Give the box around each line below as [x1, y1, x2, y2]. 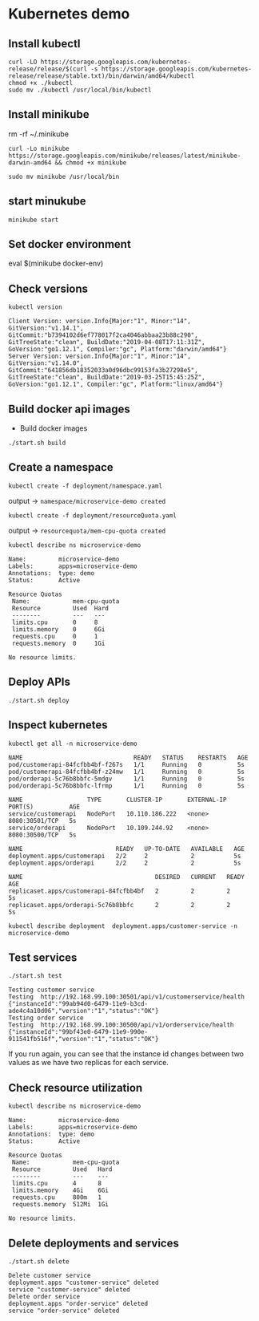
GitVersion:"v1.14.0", [8, 359, 84, 367]
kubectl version [8, 303, 62, 311]
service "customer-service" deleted [8, 1285, 130, 1294]
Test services [8, 950, 78, 964]
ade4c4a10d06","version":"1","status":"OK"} [8, 1007, 159, 1015]
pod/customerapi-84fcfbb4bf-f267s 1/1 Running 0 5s [8, 760, 245, 768]
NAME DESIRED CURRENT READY [8, 873, 245, 881]
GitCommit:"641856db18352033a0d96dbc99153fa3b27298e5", [8, 367, 198, 375]
